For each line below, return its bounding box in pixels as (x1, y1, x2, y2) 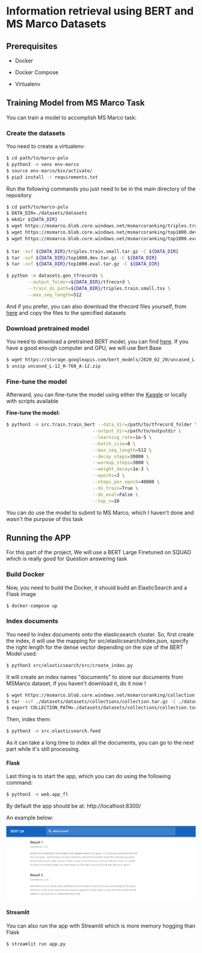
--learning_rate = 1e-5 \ (92, 434, 152, 440)
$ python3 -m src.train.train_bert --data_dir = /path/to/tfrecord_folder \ (6, 422, 198, 428)
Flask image (6, 590, 36, 598)
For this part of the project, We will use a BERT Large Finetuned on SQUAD (6, 549, 191, 556)
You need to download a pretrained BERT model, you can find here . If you (6, 338, 189, 345)
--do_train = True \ (92, 485, 138, 491)
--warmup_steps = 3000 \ (92, 460, 149, 466)
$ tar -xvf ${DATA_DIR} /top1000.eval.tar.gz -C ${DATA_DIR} (6, 261, 161, 267)
